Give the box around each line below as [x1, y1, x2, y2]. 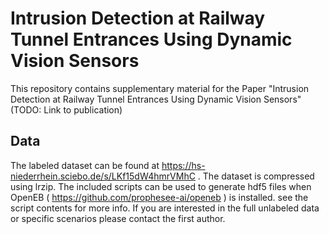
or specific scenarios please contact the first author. [10, 212, 226, 224]
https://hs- [161, 159, 206, 171]
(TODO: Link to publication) [10, 103, 123, 116]
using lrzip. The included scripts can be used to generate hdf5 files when [10, 180, 312, 192]
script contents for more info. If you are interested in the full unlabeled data [10, 202, 320, 214]
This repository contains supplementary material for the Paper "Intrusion [10, 82, 310, 94]
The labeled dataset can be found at [10, 159, 160, 171]
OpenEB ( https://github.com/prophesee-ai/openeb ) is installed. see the [10, 191, 309, 203]
